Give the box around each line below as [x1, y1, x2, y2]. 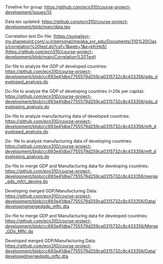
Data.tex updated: [5, 19, 41, 24]
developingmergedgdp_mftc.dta [5, 204, 70, 209]
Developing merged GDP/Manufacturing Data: [5, 188, 97, 194]
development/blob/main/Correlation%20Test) [5, 54, 96, 60]
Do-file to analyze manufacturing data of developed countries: [5, 113, 130, 119]
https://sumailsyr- [54, 34, 91, 39]
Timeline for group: [5, 4, 44, 10]
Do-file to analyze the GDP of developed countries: [5, 63, 108, 69]
